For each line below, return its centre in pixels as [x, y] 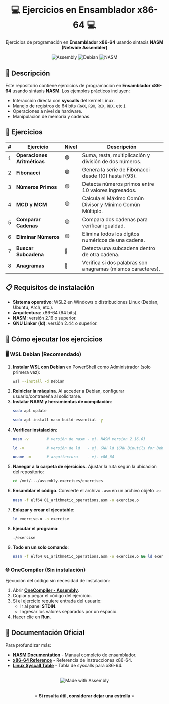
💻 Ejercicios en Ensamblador [73, 10]
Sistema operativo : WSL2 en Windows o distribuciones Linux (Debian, [86, 302]
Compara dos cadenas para [115, 219]
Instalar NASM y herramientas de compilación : [62, 401]
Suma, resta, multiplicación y [116, 155]
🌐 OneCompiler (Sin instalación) [46, 570]
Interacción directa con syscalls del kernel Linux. [64, 100]
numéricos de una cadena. [114, 240]
